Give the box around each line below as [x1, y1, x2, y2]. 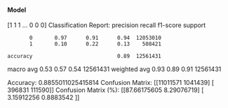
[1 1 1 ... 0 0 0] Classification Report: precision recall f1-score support [7, 21, 206, 29]
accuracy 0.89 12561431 [7, 53, 161, 60]
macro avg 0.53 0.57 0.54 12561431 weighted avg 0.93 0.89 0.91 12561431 [7, 65, 222, 73]
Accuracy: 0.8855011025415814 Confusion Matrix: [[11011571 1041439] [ [7, 79, 215, 87]
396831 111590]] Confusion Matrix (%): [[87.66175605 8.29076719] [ [7, 86, 204, 94]
